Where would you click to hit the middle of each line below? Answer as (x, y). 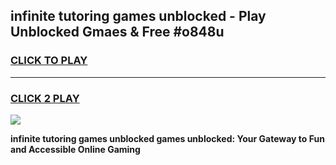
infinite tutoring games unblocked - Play (138, 16)
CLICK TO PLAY (49, 61)
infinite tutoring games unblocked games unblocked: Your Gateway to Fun (167, 138)
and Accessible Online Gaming (75, 149)
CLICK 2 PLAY (45, 98)
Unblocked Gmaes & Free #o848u (117, 32)
